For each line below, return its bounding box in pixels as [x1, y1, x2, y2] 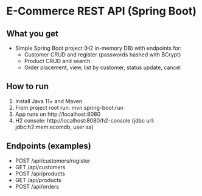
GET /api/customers [15, 163, 66, 171]
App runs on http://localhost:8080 [15, 110, 101, 118]
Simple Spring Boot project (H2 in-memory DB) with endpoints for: [15, 44, 182, 52]
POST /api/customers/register [15, 157, 91, 164]
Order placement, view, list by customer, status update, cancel [24, 64, 181, 71]
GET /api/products [15, 176, 62, 183]
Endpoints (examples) [6, 141, 91, 151]
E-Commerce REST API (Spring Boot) [6, 4, 197, 18]
